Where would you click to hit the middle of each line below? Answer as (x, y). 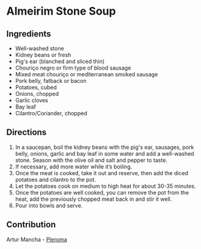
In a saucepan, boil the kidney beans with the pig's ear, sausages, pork (104, 147)
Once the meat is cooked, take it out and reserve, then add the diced (101, 173)
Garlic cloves (31, 100)
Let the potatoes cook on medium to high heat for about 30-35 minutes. (106, 186)
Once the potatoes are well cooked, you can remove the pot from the (102, 192)
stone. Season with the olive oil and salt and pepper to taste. (91, 160)
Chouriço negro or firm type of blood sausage (73, 68)
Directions (27, 132)
